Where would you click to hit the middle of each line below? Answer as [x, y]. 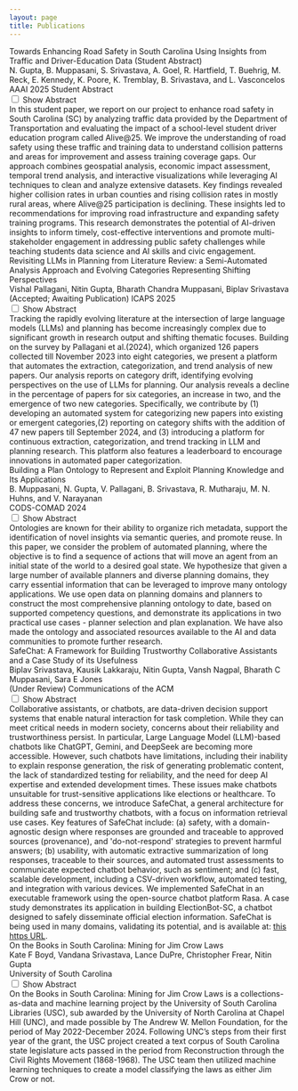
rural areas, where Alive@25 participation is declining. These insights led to [148, 204]
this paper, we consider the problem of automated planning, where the [138, 546]
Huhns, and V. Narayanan [56, 498]
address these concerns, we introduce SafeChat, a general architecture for [147, 803]
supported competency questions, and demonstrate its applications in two [145, 613]
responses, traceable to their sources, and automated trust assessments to [147, 859]
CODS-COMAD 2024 [48, 508]
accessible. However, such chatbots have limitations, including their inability [149, 756]
